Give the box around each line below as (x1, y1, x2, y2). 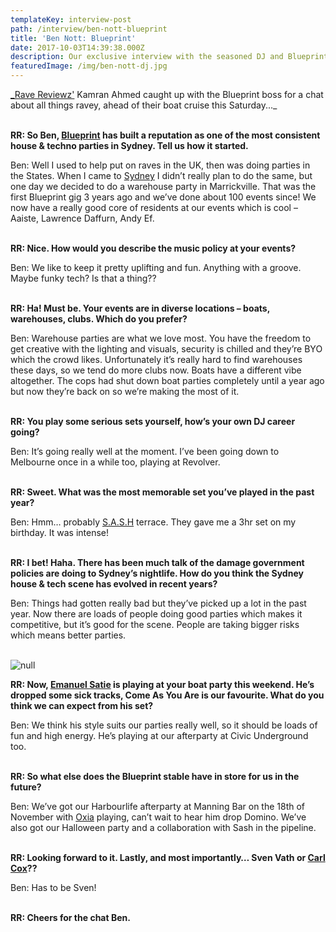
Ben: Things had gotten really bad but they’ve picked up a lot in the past (10, 597, 307, 609)
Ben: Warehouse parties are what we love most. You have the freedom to (10, 332, 312, 344)
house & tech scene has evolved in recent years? (10, 578, 218, 590)
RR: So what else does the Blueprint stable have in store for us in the (10, 771, 300, 782)
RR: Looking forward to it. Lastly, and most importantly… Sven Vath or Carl (10, 852, 326, 863)
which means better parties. (10, 629, 127, 641)
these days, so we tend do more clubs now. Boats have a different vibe (10, 364, 302, 376)
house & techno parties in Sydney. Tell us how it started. (10, 140, 249, 151)
